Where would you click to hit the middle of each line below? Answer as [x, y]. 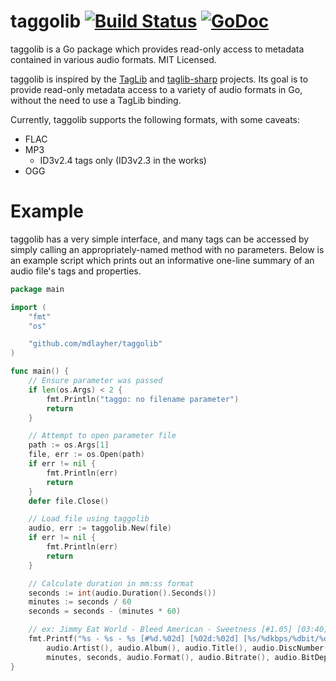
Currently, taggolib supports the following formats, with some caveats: [155, 119]
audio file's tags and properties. [76, 271]
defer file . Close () [69, 501]
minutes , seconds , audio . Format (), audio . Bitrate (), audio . [174, 657]
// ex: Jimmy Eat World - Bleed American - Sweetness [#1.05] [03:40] [178, 630]
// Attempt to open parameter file [102, 436]
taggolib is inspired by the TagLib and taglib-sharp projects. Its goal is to [159, 79]
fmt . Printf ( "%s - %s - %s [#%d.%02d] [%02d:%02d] [134, 639]
